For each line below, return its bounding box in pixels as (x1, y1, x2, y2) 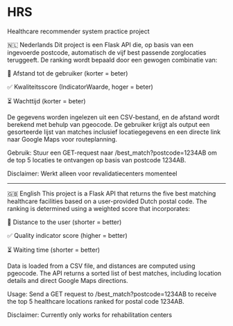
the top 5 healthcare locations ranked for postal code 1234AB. (7, 297, 185, 305)
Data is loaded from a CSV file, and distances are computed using (7, 261, 196, 270)
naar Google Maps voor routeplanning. (7, 135, 118, 143)
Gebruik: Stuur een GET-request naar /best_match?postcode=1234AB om (7, 148, 217, 157)
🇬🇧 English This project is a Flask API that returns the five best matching (7, 189, 216, 198)
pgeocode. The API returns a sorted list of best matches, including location (7, 268, 222, 277)
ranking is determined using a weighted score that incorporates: (7, 204, 191, 212)
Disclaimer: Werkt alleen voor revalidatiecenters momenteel (7, 169, 178, 178)
